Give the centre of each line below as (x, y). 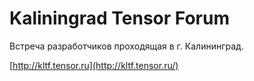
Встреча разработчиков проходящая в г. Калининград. (126, 46)
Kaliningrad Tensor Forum (119, 18)
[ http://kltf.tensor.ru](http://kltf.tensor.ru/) (94, 65)
